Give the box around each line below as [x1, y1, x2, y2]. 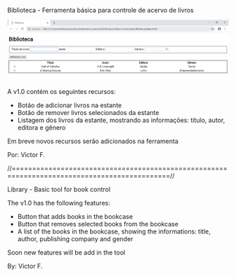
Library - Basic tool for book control [7, 185, 111, 194]
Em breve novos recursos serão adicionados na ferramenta [7, 137, 179, 145]
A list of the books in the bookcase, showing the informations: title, [17, 227, 211, 236]
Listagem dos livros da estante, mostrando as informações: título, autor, [17, 116, 225, 124]
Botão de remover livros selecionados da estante [17, 108, 159, 116]
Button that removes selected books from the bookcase [17, 219, 179, 228]
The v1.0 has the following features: [7, 198, 110, 207]
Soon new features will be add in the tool [7, 248, 126, 257]
